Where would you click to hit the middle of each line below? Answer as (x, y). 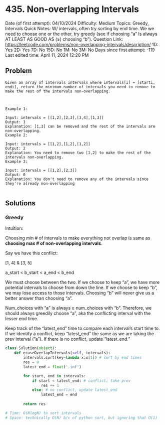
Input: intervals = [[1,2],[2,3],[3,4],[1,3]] (54, 117)
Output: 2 (15, 148)
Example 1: (16, 109)
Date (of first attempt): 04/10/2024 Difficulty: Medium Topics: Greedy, (77, 23)
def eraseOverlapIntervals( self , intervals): (62, 353)
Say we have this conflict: (32, 253)
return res (34, 404)
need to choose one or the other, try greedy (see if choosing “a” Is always (81, 34)
